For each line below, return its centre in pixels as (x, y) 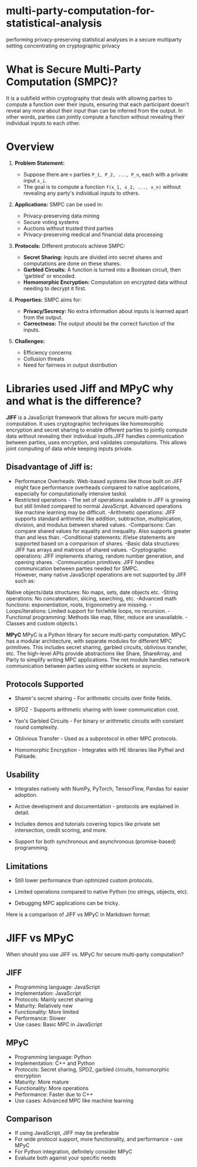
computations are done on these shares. (72, 263)
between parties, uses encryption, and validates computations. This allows (96, 442)
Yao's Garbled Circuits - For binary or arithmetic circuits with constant (99, 721)
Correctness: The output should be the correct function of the (99, 323)
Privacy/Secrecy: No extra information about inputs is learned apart (106, 311)
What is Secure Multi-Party (74, 69)
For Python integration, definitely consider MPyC (74, 1152)
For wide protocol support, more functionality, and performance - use (98, 1139)
